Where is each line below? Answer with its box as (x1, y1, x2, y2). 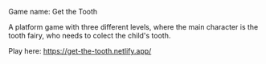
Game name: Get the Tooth (8, 7, 98, 16)
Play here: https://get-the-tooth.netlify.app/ (8, 46, 152, 55)
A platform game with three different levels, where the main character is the (8, 22, 259, 31)
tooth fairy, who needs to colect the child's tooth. (8, 31, 171, 40)
